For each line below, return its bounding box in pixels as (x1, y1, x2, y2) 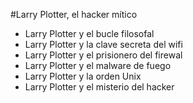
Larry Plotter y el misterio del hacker (24, 81, 175, 93)
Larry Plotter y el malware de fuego (24, 60, 172, 71)
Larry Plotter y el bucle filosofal (24, 28, 155, 39)
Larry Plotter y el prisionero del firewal (24, 49, 183, 61)
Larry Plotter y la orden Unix (24, 70, 142, 82)
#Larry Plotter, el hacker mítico (10, 9, 138, 20)
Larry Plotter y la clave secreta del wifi (24, 39, 183, 50)
